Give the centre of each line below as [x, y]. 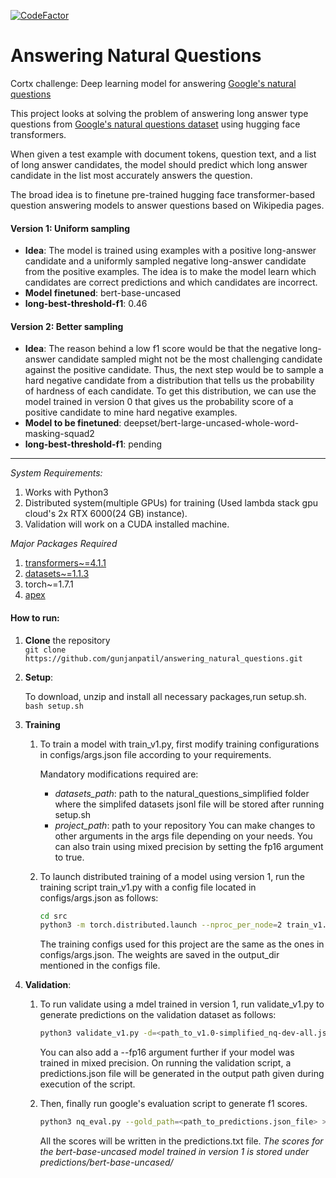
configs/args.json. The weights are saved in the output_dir [159, 955]
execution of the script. [87, 1084]
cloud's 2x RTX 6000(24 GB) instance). [106, 514]
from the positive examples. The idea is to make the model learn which [170, 272]
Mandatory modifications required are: [119, 774]
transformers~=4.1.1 [65, 563]
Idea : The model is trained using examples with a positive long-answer [170, 251]
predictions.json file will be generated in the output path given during [182, 1074]
